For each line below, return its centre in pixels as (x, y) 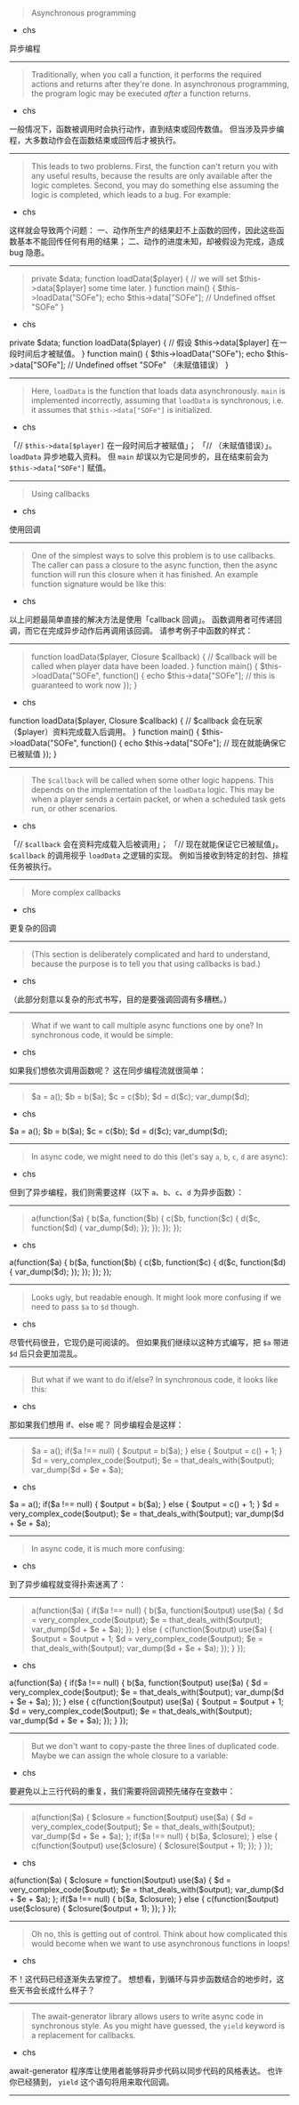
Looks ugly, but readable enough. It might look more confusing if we (156, 1297)
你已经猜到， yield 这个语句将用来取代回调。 (92, 2082)
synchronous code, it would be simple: (102, 1035)
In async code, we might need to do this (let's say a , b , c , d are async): (159, 1157)
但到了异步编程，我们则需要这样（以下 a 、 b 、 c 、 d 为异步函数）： (127, 1192)
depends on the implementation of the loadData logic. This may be (153, 790)
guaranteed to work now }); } (84, 685)
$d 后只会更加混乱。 (46, 1353)
